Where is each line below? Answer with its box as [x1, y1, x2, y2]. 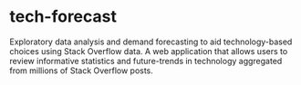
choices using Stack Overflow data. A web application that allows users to [9, 45, 288, 56]
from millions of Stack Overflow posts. [9, 65, 153, 76]
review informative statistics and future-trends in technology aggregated [9, 55, 283, 66]
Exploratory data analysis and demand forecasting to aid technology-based [9, 36, 293, 47]
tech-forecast [9, 6, 117, 27]
